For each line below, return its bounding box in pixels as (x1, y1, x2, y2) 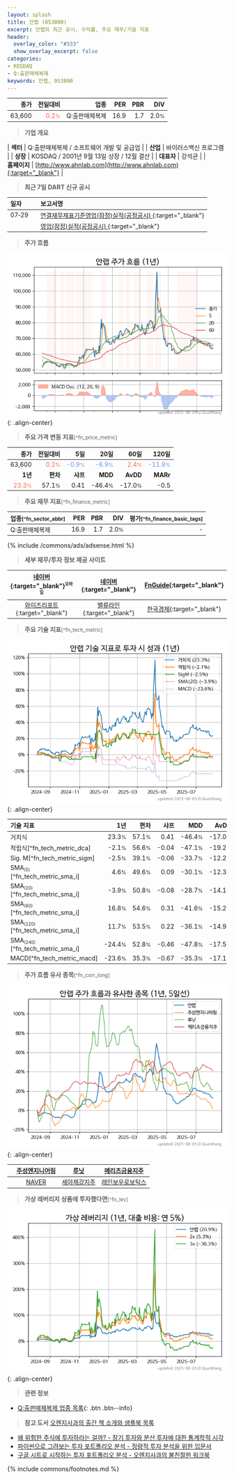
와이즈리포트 (24, 601, 59, 610)
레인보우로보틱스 (101, 1178, 147, 1186)
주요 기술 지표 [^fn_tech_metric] (24, 625, 103, 633)
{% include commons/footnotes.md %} (7, 1464, 120, 1473)
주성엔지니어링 (16, 1167, 56, 1175)
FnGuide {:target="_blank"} (144, 580, 224, 589)
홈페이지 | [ (7, 160, 38, 169)
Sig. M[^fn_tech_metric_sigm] (10, 854, 95, 862)
